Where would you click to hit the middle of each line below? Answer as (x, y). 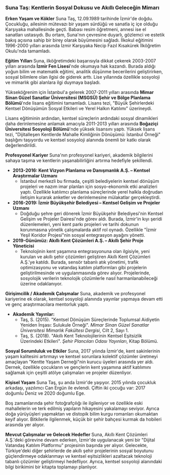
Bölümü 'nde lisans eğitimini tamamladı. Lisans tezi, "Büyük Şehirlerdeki (80, 103)
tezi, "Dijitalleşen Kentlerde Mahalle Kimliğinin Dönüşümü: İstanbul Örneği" (83, 135)
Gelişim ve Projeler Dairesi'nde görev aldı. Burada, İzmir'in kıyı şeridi (91, 219)
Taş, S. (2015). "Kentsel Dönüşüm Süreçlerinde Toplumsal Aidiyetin (90, 320)
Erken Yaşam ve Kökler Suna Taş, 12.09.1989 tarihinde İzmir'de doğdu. (79, 19)
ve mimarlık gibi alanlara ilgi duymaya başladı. (53, 82)
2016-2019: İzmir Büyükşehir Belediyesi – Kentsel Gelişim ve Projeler (86, 203)
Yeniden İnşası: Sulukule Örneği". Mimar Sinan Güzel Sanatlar (84, 325)
